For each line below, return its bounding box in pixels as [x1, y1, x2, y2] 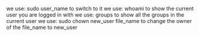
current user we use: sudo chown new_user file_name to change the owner [6, 18, 192, 24]
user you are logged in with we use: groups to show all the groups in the [6, 11, 185, 18]
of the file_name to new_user [6, 24, 78, 31]
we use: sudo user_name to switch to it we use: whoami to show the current [6, 5, 194, 12]
